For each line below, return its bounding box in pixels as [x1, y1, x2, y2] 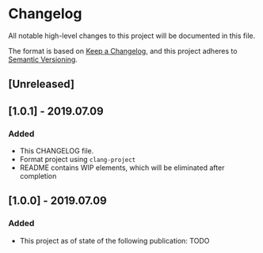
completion [19, 172, 57, 181]
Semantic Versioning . [8, 55, 78, 64]
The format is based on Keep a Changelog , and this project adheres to [8, 46, 238, 55]
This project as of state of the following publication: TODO [19, 236, 210, 245]
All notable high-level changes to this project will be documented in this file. [8, 31, 256, 40]
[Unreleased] [8, 77, 75, 91]
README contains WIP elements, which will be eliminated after [19, 163, 225, 172]
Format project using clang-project [19, 155, 136, 164]
